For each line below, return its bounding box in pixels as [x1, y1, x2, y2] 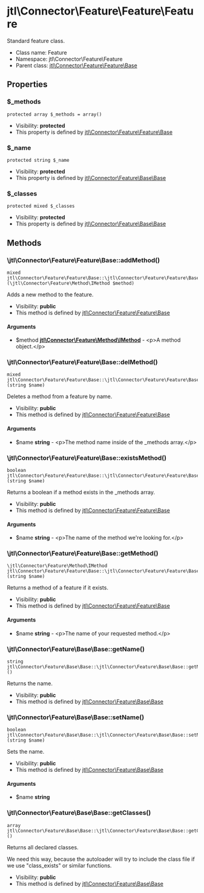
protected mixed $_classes [7, 203, 75, 210]
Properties [7, 79, 48, 90]
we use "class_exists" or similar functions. [7, 861, 112, 869]
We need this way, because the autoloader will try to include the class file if [7, 855, 196, 863]
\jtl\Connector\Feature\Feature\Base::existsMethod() [7, 453, 167, 462]
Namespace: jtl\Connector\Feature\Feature [15, 55, 123, 62]
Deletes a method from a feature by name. [7, 393, 113, 400]
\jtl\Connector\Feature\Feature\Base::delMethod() [7, 358, 158, 367]
